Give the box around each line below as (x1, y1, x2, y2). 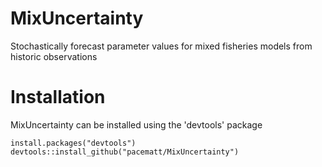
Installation (10, 86, 106, 109)
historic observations (10, 50, 98, 62)
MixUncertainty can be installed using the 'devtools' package (10, 118, 263, 131)
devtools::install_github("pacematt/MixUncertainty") (10, 147, 240, 157)
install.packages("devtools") (10, 138, 137, 148)
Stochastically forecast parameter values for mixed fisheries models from (10, 40, 313, 52)
